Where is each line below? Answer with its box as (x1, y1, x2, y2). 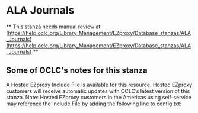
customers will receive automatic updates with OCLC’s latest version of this (6, 87, 190, 95)
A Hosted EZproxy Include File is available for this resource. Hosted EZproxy (6, 81, 193, 88)
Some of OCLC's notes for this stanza (6, 66, 148, 76)
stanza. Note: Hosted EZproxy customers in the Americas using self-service (6, 93, 191, 101)
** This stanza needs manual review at (6, 23, 101, 30)
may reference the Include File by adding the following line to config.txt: (6, 100, 182, 107)
